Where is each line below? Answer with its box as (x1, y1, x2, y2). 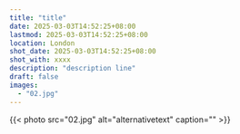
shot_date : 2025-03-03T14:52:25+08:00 (9, 47, 156, 56)
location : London (9, 38, 75, 48)
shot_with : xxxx (9, 55, 71, 64)
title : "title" (9, 13, 67, 23)
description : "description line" (9, 64, 136, 73)
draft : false (9, 72, 59, 81)
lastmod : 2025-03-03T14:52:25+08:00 (9, 30, 148, 39)
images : (9, 81, 39, 90)
